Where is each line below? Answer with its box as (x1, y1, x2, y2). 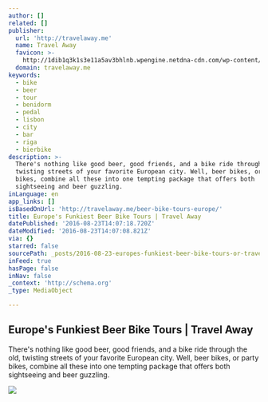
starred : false (8, 242, 59, 250)
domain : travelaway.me (15, 64, 91, 72)
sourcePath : (8, 249, 48, 257)
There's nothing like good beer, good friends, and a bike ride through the (8, 344, 248, 354)
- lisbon (15, 116, 45, 124)
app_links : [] (8, 197, 56, 205)
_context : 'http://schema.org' (8, 279, 112, 288)
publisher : (8, 26, 45, 34)
